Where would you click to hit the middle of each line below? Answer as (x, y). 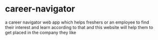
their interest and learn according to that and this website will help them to (79, 27)
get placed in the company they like (41, 32)
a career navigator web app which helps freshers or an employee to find (77, 22)
